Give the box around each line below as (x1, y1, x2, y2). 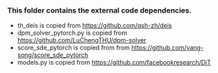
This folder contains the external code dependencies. (7, 6, 192, 15)
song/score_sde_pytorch (17, 51, 89, 59)
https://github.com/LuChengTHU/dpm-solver (17, 36, 146, 44)
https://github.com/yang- (131, 44, 203, 52)
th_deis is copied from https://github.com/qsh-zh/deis (17, 22, 172, 30)
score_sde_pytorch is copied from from (17, 44, 131, 52)
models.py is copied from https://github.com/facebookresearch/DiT (17, 58, 212, 67)
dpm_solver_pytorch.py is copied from (17, 29, 128, 37)
